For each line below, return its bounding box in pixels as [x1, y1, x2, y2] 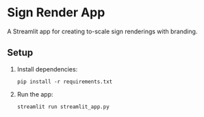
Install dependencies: [16, 65, 78, 73]
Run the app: [16, 90, 53, 98]
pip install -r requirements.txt [16, 78, 113, 85]
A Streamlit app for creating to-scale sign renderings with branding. [7, 27, 198, 35]
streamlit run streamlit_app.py [16, 103, 110, 110]
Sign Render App [7, 5, 105, 20]
